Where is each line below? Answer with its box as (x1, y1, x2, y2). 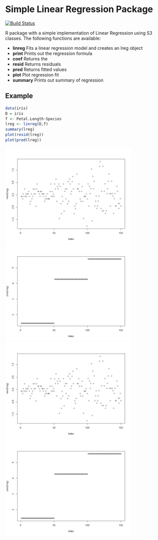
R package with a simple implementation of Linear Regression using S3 (5, 30, 152, 36)
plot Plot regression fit (12, 71, 59, 78)
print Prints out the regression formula (12, 50, 93, 56)
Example (5, 92, 33, 100)
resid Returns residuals (12, 61, 61, 67)
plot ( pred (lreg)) (5, 137, 42, 142)
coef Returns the (12, 55, 48, 61)
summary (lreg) (5, 127, 35, 132)
